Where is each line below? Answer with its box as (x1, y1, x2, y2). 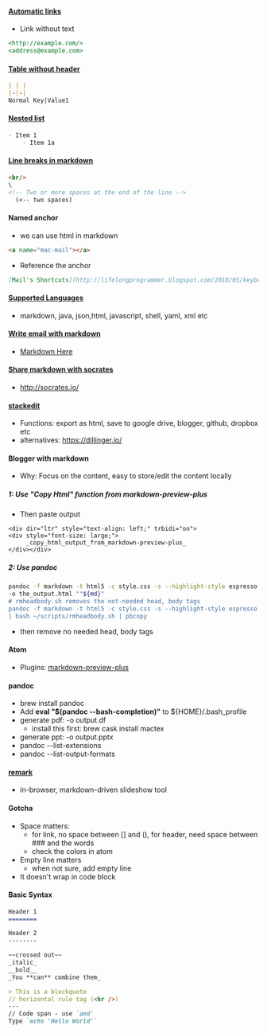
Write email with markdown (8, 329, 101, 338)
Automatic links (8, 6, 62, 16)
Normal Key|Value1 (8, 96, 69, 104)
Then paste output (19, 509, 81, 519)
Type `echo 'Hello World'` (8, 1017, 98, 1026)
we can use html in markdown (19, 231, 118, 240)
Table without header (8, 64, 81, 73)
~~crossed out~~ (8, 951, 62, 959)
